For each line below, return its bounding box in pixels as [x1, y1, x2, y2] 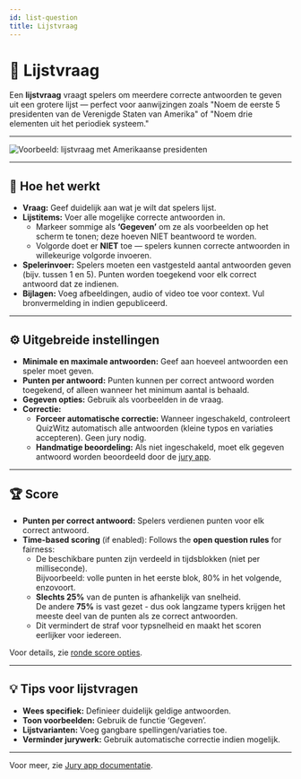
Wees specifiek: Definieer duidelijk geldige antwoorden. [21, 705, 231, 716]
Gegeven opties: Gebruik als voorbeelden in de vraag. [21, 394, 224, 405]
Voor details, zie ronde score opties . [9, 647, 143, 658]
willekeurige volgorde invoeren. [35, 250, 152, 261]
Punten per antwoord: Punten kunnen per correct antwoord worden [21, 375, 275, 386]
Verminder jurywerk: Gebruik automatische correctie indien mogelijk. [21, 733, 280, 745]
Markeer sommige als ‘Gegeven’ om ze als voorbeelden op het [35, 222, 269, 232]
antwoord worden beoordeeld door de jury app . [35, 451, 212, 462]
